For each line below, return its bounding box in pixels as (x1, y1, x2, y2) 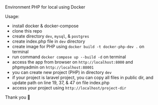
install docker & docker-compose (12, 23, 79, 29)
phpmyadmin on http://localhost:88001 (12, 64, 94, 70)
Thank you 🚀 (5, 94, 31, 100)
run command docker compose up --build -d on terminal (12, 54, 126, 60)
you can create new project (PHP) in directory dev (12, 70, 112, 75)
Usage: (5, 14, 19, 19)
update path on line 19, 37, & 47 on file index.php (12, 80, 110, 86)
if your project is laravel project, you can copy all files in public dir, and (12, 75, 154, 80)
